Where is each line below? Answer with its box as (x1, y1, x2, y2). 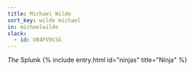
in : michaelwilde (7, 23, 59, 30)
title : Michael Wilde (7, 10, 72, 18)
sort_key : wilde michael (7, 17, 81, 24)
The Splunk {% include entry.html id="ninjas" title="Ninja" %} (7, 56, 188, 64)
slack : (7, 30, 27, 37)
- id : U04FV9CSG (14, 37, 62, 44)
